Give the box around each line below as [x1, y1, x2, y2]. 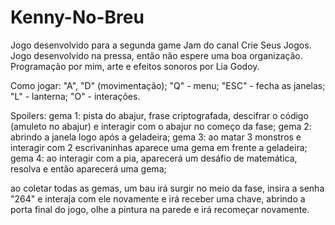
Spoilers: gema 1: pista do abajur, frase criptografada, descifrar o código [10, 109, 309, 121]
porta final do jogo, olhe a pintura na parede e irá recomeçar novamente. [10, 203, 310, 215]
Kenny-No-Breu [10, 6, 145, 29]
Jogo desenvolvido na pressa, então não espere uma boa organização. [10, 49, 303, 61]
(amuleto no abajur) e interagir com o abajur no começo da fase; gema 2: [10, 120, 312, 132]
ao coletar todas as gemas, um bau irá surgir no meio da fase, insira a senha [10, 182, 325, 194]
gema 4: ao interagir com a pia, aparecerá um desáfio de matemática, [10, 152, 298, 164]
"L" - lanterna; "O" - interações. [10, 90, 141, 102]
